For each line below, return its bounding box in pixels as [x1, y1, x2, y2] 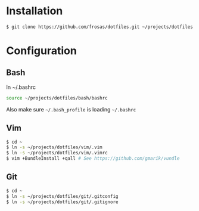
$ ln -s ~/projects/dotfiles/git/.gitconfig [6, 193, 119, 199]
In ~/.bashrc [6, 83, 36, 91]
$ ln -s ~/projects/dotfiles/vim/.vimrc [6, 150, 108, 156]
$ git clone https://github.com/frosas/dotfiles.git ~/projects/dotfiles [6, 24, 194, 30]
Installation [6, 4, 63, 18]
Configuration [6, 44, 77, 57]
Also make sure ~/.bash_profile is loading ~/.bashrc [6, 105, 136, 113]
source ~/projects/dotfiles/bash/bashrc [6, 95, 108, 101]
